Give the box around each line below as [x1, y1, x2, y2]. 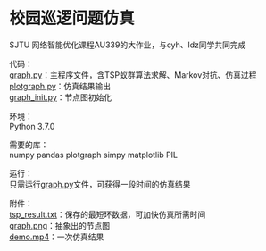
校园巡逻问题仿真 [9, 8, 136, 29]
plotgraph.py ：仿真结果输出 [9, 80, 112, 91]
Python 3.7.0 [9, 121, 55, 131]
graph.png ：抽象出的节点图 [9, 220, 111, 230]
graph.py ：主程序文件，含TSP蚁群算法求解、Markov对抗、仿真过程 [9, 69, 257, 80]
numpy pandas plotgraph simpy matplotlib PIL [9, 149, 179, 160]
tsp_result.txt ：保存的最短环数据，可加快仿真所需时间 [9, 209, 206, 220]
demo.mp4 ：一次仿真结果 [9, 231, 104, 242]
